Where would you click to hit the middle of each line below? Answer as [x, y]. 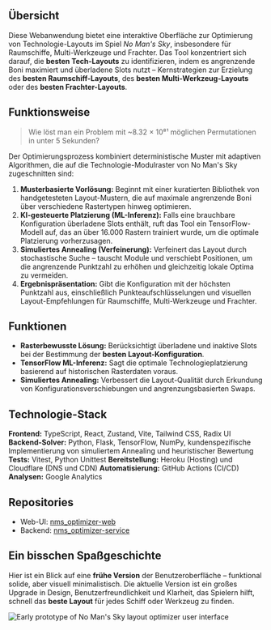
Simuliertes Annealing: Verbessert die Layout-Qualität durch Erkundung [141, 380]
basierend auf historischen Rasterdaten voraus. [99, 372]
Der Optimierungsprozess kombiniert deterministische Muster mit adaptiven [135, 156]
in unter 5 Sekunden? [64, 140]
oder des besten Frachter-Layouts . [68, 87]
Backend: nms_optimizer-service [75, 530]
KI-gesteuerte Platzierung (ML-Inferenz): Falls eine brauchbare [128, 215]
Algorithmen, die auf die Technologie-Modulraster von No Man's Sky [123, 164]
